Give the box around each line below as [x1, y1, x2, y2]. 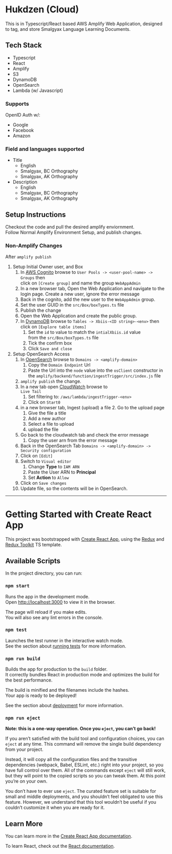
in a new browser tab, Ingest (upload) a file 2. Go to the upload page [20, 405, 165, 411]
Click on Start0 [28, 399, 60, 405]
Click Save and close [28, 346, 73, 352]
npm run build [5, 656, 40, 661]
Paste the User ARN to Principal [28, 469, 96, 476]
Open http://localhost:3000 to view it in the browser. [5, 599, 116, 605]
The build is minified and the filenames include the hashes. [5, 687, 130, 693]
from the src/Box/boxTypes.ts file [28, 335, 99, 341]
